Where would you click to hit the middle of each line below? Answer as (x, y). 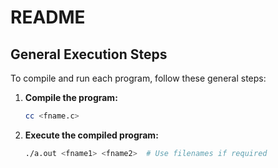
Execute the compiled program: (91, 135)
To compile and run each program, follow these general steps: (138, 78)
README (48, 17)
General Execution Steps (89, 54)
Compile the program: (71, 97)
